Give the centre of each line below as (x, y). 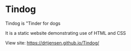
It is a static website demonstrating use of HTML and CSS (65, 33)
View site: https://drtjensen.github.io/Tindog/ (52, 43)
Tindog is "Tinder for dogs (33, 23)
